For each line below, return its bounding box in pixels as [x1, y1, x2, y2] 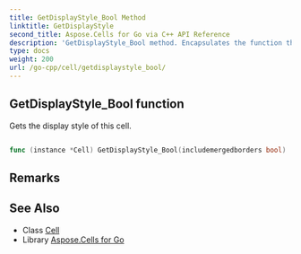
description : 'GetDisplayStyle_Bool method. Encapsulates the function [9, 38, 282, 48]
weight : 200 [9, 55, 54, 64]
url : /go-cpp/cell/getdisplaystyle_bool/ [9, 64, 167, 73]
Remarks [9, 170, 61, 185]
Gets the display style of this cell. [9, 120, 132, 131]
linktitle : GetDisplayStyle [9, 22, 115, 31]
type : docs [9, 47, 50, 56]
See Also [9, 201, 60, 216]
